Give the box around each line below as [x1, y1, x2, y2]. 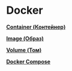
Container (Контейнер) [6, 23, 66, 30]
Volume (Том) [6, 46, 42, 54]
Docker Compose [6, 58, 51, 65]
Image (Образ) [6, 35, 44, 42]
